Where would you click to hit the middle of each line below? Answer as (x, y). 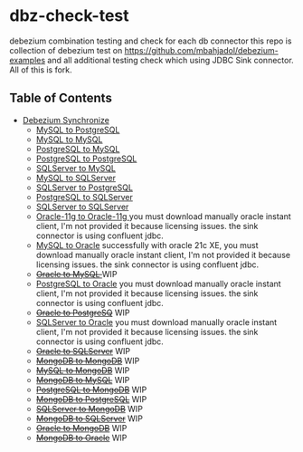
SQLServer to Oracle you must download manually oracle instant (156, 322)
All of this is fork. (41, 70)
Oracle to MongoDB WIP (81, 428)
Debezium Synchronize (66, 120)
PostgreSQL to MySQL (78, 149)
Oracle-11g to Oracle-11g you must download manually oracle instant (163, 216)
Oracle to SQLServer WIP (83, 351)
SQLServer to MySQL (76, 168)
